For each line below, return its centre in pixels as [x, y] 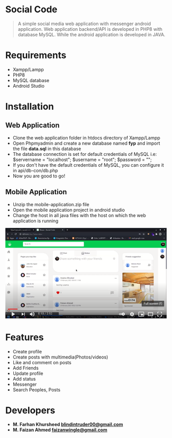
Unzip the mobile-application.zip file [51, 204]
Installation [30, 107]
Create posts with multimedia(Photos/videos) [60, 357]
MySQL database [31, 80]
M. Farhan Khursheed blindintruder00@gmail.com [68, 425]
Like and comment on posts [42, 362]
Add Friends [26, 368]
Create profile [27, 351]
